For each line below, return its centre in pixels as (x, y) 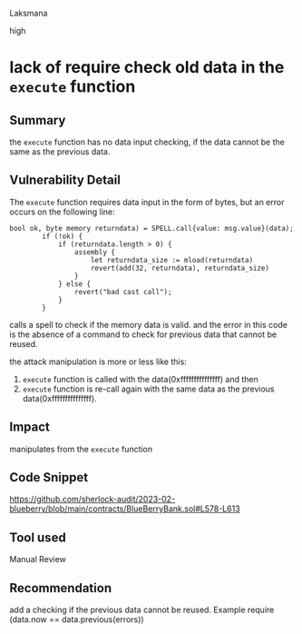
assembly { (95, 252)
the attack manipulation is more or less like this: (98, 362)
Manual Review (38, 560)
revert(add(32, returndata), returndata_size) (180, 268)
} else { (74, 284)
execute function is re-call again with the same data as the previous (148, 389)
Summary (38, 120)
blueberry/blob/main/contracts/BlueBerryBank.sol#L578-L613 (125, 509)
